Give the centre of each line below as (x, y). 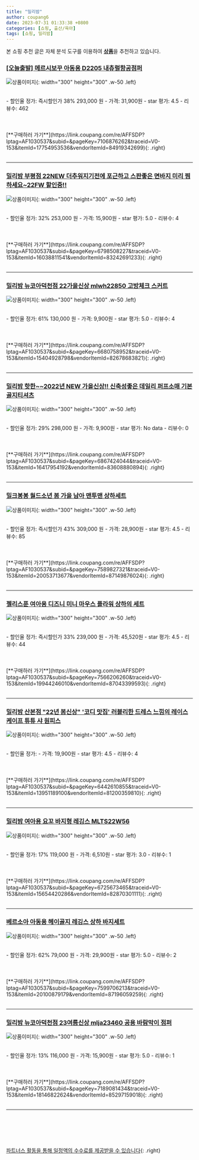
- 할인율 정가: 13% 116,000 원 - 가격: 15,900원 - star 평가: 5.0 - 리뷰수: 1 (90, 1056)
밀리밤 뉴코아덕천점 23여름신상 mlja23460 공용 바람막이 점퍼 (89, 1022)
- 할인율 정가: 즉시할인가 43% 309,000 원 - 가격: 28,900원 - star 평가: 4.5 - (95, 529)
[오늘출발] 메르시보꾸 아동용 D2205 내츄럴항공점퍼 (74, 68)
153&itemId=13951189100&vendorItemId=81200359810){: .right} (84, 793)
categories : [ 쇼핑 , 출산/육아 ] (41, 28)
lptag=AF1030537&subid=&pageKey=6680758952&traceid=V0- (84, 352)
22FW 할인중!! (46, 185)
